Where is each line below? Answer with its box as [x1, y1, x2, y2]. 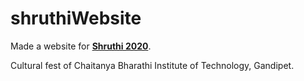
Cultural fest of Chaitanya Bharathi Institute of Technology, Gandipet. [10, 59, 295, 71]
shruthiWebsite [10, 7, 142, 30]
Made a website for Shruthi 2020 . [10, 40, 152, 52]
